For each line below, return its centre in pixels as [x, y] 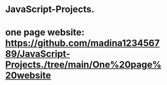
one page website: [45, 33]
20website [28, 76]
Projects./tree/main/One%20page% [83, 65]
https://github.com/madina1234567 [82, 43]
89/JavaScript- [38, 54]
